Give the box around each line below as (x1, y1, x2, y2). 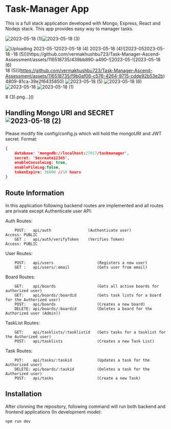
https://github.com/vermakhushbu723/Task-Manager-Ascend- (20, 67, 153, 74)
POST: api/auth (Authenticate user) (14, 227, 132, 233)
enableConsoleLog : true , (14, 160, 68, 165)
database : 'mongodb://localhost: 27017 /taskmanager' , (14, 150, 130, 156)
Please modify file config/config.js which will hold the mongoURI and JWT (5, 130, 162, 136)
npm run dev (5, 419, 31, 424)
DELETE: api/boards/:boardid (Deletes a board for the (14, 306, 153, 311)
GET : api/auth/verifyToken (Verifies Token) (14, 237, 125, 242)
